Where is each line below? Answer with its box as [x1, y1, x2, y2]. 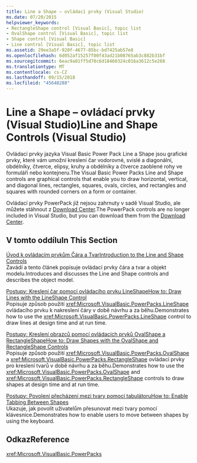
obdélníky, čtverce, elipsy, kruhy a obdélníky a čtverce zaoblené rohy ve [6, 163, 182, 170]
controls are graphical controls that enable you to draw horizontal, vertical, [6, 175, 188, 182]
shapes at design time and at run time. [6, 381, 99, 388]
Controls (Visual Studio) [6, 131, 127, 144]
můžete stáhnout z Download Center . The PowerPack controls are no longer [6, 205, 190, 213]
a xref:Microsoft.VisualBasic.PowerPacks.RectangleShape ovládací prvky [6, 355, 185, 362]
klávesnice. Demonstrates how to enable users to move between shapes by [6, 411, 189, 418]
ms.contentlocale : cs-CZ [6, 69, 67, 75]
